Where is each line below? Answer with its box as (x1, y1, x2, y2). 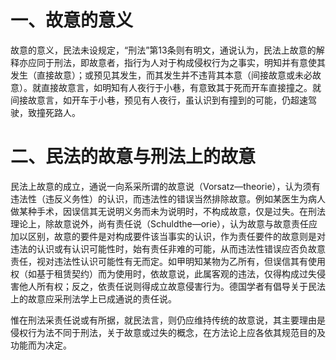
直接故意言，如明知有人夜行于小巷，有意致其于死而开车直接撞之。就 (40, 81, 322, 93)
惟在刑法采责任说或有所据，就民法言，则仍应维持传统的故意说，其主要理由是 (10, 314, 326, 326)
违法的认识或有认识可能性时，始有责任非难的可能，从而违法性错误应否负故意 (10, 242, 326, 255)
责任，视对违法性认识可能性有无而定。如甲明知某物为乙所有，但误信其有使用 (10, 255, 326, 267)
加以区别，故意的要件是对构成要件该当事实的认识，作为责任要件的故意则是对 (10, 230, 326, 242)
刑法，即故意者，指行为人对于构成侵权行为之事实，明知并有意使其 (53, 56, 326, 68)
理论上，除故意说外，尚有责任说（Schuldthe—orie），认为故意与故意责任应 (10, 217, 318, 230)
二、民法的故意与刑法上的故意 (10, 146, 257, 168)
